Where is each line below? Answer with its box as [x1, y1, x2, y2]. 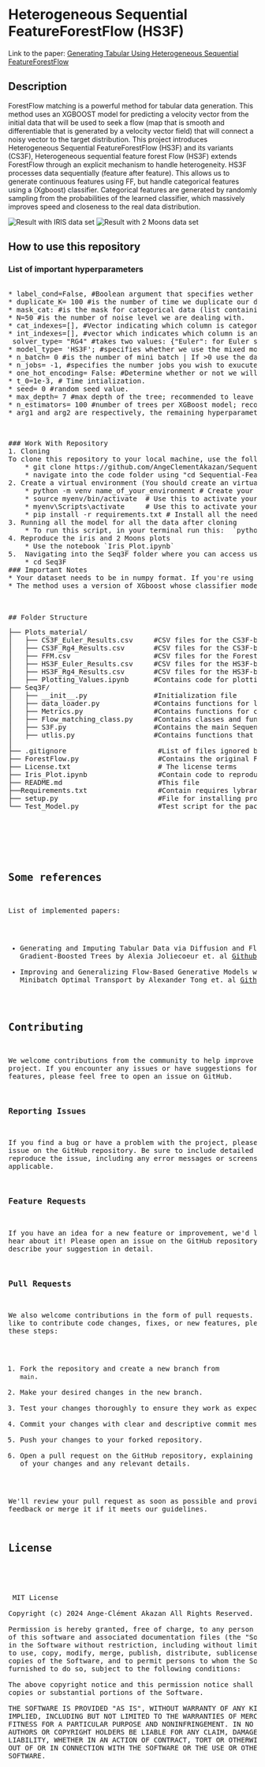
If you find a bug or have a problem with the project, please [8, 1138, 258, 1147]
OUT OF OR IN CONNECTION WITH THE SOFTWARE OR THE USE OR [8, 1743, 237, 1752]
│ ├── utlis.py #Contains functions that [8, 730, 254, 740]
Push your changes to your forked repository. [19, 1435, 203, 1444]
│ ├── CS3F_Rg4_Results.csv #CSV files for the [8, 643, 229, 653]
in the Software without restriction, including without [8, 1640, 233, 1649]
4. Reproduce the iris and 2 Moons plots [8, 534, 171, 543]
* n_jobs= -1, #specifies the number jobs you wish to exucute [8, 361, 258, 370]
